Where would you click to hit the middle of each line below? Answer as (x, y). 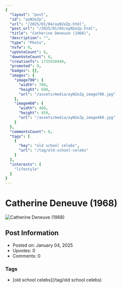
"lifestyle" (27, 169)
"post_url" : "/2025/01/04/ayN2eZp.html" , (54, 29)
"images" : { (22, 76)
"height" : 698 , (34, 89)
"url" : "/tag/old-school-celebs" (53, 151)
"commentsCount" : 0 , (31, 131)
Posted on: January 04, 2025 (43, 245)
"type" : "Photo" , (28, 43)
